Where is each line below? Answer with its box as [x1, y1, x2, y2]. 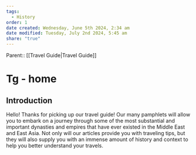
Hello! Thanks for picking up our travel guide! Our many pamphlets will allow [6, 111, 191, 118]
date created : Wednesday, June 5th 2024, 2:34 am [6, 25, 130, 31]
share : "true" [6, 36, 41, 42]
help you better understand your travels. [6, 142, 104, 149]
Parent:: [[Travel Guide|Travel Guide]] [6, 52, 97, 58]
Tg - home [6, 73, 57, 85]
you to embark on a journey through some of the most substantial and [6, 118, 175, 124]
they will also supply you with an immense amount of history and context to [6, 136, 189, 143]
